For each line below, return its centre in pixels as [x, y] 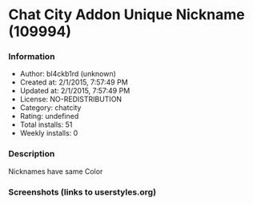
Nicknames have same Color [56, 171]
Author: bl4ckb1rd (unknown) [68, 74]
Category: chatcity [50, 108]
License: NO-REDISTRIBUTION [71, 99]
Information [32, 57]
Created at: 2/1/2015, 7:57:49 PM [74, 82]
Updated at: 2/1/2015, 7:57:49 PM [75, 91]
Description [32, 154]
